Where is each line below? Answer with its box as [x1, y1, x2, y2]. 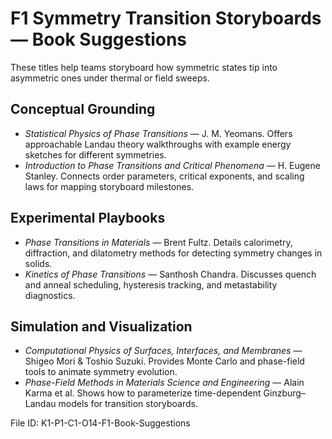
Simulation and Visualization [10, 318, 193, 335]
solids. [24, 257, 53, 269]
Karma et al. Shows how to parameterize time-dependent [24, 387, 262, 399]
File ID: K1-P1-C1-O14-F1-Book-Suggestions [10, 417, 191, 429]
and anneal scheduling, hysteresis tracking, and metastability [24, 278, 278, 291]
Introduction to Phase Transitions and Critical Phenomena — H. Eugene [24, 159, 321, 171]
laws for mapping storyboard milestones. [24, 180, 195, 192]
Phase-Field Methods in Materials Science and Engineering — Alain [24, 377, 305, 389]
